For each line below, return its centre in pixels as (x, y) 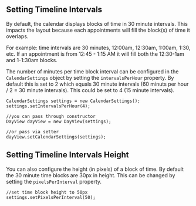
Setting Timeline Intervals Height (67, 155)
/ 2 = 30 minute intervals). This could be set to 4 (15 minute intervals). (90, 90)
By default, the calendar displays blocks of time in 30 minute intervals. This (97, 23)
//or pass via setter (33, 131)
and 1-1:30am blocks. (32, 60)
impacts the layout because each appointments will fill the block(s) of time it (98, 30)
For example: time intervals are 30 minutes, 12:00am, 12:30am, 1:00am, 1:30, (98, 48)
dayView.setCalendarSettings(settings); (56, 137)
